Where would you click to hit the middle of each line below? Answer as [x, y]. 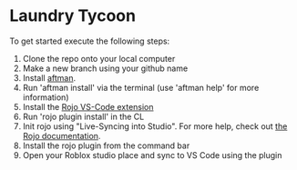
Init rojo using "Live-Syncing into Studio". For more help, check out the [155, 126]
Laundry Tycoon [73, 16]
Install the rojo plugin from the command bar [106, 145]
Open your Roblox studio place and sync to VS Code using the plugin [152, 155]
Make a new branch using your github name [105, 68]
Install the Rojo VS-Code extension [88, 106]
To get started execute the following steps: [90, 41]
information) [46, 97]
